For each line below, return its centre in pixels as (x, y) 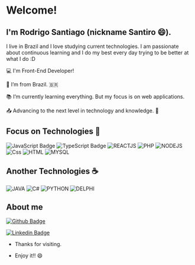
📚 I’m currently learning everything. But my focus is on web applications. (95, 96)
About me (25, 207)
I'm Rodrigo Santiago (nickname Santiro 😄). (89, 32)
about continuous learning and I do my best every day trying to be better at (97, 53)
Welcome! (32, 10)
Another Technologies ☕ (52, 171)
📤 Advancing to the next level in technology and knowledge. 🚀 (82, 111)
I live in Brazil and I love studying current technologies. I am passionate (92, 46)
